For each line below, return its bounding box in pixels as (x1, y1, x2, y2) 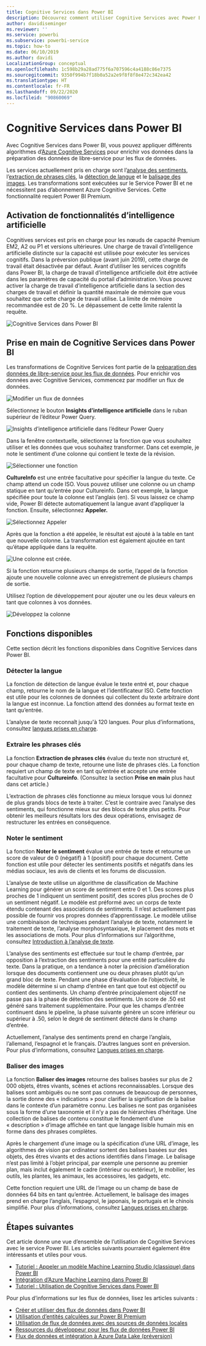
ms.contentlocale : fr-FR (6, 84, 70, 90)
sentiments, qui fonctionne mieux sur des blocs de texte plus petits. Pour (6, 805, 191, 812)
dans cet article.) (6, 780, 49, 788)
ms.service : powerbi (6, 32, 59, 38)
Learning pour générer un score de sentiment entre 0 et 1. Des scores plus (6, 885, 194, 893)
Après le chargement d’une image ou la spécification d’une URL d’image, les (6, 1140, 199, 1147)
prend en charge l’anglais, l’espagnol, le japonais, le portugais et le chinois (6, 1197, 194, 1205)
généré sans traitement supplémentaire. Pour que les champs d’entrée (6, 1002, 184, 1009)
